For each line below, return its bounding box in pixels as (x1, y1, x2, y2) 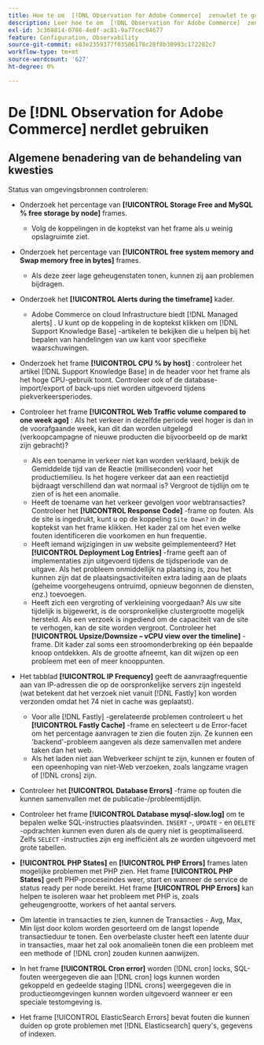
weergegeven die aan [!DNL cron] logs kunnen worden (42, 972, 220, 981)
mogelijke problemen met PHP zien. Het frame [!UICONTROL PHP (19, 866, 233, 876)
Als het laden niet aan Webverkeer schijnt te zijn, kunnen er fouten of (31, 753, 255, 763)
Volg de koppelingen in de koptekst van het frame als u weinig (31, 223, 233, 233)
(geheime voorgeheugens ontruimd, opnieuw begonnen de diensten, (31, 581, 255, 590)
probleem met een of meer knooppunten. (31, 656, 165, 666)
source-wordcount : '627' (8, 56, 90, 64)
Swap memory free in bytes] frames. (19, 255, 141, 264)
